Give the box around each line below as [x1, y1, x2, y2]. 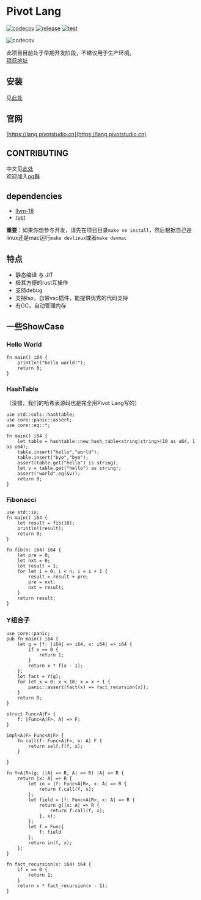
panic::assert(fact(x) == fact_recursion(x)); [28, 684, 149, 690]
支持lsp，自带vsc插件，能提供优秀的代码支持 [15, 294, 128, 301]
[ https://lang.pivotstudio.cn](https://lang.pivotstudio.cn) [6, 130, 147, 137]
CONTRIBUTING [6, 148, 69, 158]
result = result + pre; [28, 574, 89, 580]
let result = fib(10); [17, 520, 75, 526]
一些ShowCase [6, 321, 65, 332]
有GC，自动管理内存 [15, 302, 67, 309]
